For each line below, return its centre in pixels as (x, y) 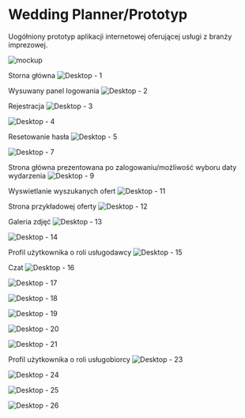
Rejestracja (26, 106)
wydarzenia (27, 175)
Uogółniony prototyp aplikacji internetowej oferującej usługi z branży (120, 36)
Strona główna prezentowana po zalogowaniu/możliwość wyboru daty (122, 167)
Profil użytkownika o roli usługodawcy (70, 252)
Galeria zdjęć (30, 221)
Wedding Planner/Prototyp (98, 15)
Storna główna (32, 75)
